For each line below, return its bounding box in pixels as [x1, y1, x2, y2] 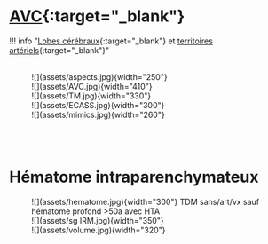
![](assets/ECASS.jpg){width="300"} [31, 99, 165, 110]
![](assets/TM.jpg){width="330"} [31, 91, 152, 101]
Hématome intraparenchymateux [9, 167, 259, 187]
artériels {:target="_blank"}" [9, 44, 110, 55]
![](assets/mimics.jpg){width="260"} [31, 109, 166, 120]
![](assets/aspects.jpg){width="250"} [31, 71, 168, 82]
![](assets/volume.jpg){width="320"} [31, 224, 166, 235]
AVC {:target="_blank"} [9, 6, 185, 27]
